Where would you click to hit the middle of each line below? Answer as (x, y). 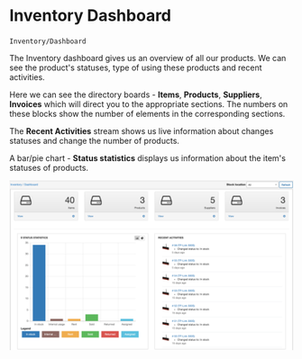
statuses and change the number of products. (95, 140)
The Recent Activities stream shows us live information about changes (142, 130)
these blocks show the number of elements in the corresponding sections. (147, 113)
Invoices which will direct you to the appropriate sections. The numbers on (149, 103)
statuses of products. (49, 167)
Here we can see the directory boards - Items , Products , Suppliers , (136, 94)
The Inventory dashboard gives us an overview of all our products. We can (148, 58)
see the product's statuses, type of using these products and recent (136, 67)
